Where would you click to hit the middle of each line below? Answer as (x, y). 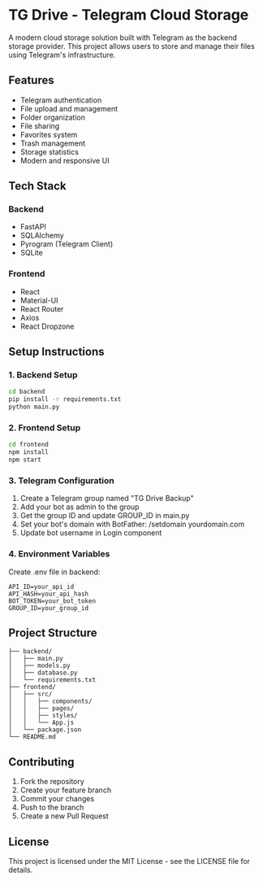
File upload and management (69, 108)
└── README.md (32, 737)
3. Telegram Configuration (62, 480)
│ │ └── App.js (41, 723)
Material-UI (39, 300)
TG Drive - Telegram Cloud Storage (129, 15)
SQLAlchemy (42, 236)
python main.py (34, 407)
